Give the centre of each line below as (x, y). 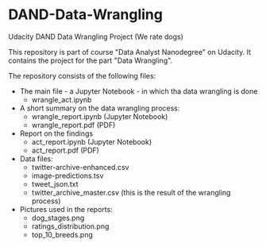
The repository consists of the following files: (82, 75)
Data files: (36, 158)
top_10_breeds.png (62, 234)
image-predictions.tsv (67, 176)
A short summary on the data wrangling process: (100, 108)
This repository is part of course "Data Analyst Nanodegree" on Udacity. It (130, 52)
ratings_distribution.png (70, 226)
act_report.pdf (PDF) (65, 150)
